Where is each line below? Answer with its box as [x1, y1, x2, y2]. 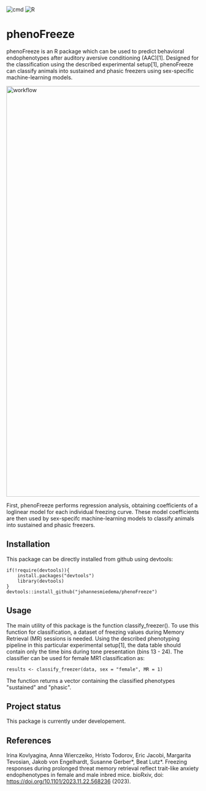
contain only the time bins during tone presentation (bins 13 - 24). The [6, 648, 184, 655]
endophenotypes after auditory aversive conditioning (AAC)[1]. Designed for [6, 54, 199, 61]
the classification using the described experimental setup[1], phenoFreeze [6, 60, 194, 68]
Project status [6, 701, 61, 712]
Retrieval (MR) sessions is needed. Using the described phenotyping [6, 634, 180, 642]
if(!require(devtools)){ [6, 567, 70, 574]
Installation [6, 539, 50, 550]
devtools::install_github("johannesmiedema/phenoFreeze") [6, 588, 158, 595]
